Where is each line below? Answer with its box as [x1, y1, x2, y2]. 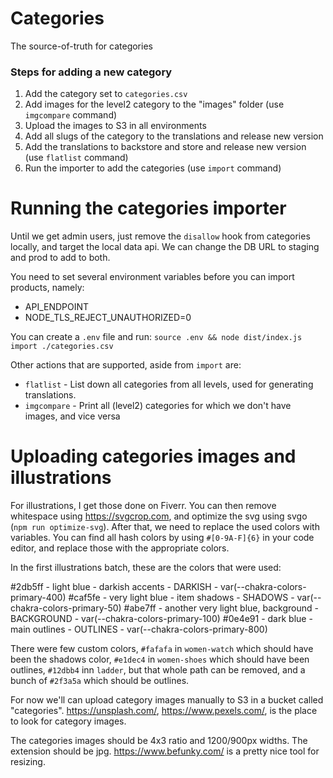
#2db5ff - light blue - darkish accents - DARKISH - [10, 581, 219, 593]
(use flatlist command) [24, 152, 129, 164]
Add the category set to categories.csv [24, 88, 188, 100]
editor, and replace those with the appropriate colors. [10, 542, 230, 554]
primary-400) [10, 592, 67, 604]
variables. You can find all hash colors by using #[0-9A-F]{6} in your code [10, 532, 315, 544]
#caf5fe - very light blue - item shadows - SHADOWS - [68, 592, 295, 604]
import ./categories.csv [10, 342, 114, 352]
